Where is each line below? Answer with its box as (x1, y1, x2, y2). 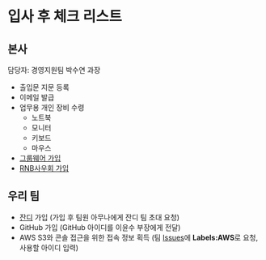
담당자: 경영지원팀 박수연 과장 (7, 66, 101, 75)
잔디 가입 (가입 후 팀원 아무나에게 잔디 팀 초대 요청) (19, 212, 179, 222)
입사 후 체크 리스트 (7, 7, 122, 26)
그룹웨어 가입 (19, 153, 61, 163)
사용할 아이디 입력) (19, 242, 78, 252)
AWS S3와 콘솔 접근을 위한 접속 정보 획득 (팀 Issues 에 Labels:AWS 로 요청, (19, 232, 259, 242)
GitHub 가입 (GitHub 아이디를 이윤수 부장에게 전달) (19, 222, 181, 232)
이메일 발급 (19, 92, 55, 102)
